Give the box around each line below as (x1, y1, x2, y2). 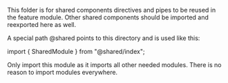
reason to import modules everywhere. (7, 68, 118, 76)
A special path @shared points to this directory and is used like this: (7, 34, 200, 42)
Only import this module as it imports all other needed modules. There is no (7, 61, 222, 68)
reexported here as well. (7, 21, 77, 28)
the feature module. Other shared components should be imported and (7, 13, 209, 21)
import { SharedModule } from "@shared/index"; (7, 48, 145, 55)
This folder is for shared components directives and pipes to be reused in (7, 6, 216, 14)
